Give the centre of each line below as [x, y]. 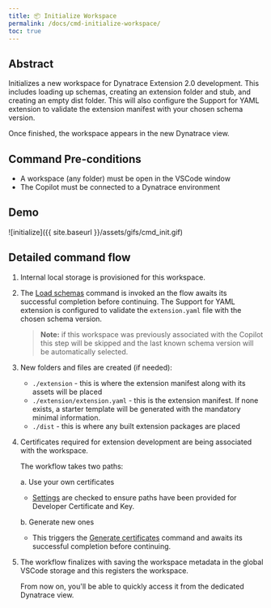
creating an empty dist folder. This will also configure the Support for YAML [134, 101]
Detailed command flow [70, 257]
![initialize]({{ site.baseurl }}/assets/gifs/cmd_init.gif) [96, 232]
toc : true [25, 31]
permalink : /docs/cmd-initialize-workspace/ [85, 24]
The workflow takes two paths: [72, 466]
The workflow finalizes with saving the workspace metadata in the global [142, 562]
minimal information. [66, 417]
